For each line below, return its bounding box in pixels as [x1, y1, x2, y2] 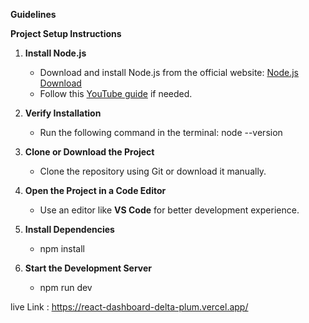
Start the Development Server [24, 262, 153, 274]
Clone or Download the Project [24, 146, 155, 158]
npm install [39, 243, 85, 254]
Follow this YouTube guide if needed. [39, 88, 193, 99]
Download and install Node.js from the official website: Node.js [39, 67, 299, 78]
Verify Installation [24, 107, 102, 119]
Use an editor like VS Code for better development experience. [39, 204, 300, 216]
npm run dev [39, 282, 93, 293]
